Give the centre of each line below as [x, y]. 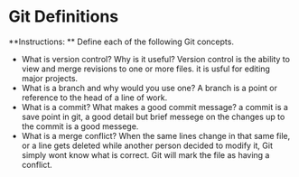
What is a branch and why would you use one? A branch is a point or [149, 88]
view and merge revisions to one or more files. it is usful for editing [145, 69]
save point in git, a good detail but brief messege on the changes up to [153, 116]
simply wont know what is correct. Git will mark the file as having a [145, 154]
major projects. [50, 78]
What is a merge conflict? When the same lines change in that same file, [156, 135]
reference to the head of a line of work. [94, 98]
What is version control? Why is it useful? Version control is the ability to [156, 59]
